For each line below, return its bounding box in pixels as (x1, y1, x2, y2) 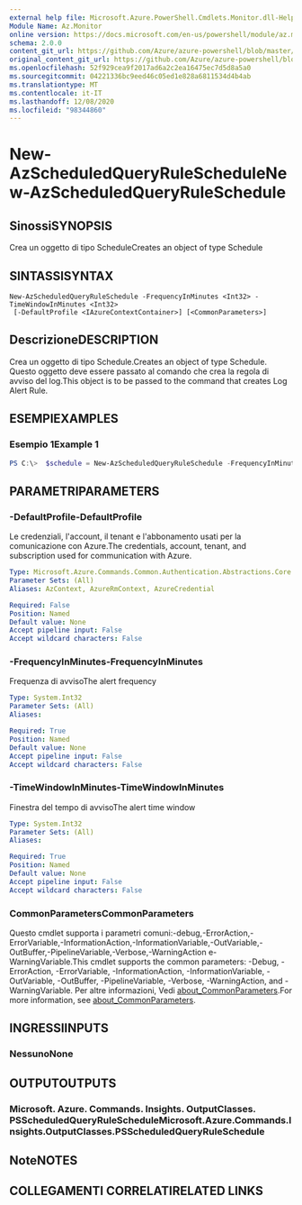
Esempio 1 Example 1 (9, 438, 99, 451)
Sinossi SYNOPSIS (9, 218, 112, 233)
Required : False (9, 600, 70, 609)
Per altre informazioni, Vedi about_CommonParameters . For (75, 985, 292, 996)
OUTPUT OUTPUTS (9, 1075, 117, 1091)
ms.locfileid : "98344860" (9, 105, 106, 114)
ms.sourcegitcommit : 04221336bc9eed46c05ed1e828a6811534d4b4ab (9, 72, 252, 81)
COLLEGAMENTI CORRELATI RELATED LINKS (9, 1183, 263, 1199)
